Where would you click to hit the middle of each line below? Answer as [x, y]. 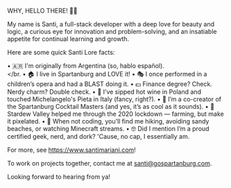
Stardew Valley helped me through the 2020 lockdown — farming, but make [115, 114]
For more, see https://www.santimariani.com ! [72, 150]
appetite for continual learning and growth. [68, 39]
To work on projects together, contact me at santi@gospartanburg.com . [110, 163]
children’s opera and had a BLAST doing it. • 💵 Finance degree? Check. [110, 84]
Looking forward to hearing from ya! [59, 177]
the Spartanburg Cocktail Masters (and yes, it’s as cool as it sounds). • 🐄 [111, 106]
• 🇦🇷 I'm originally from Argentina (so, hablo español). [86, 66]
